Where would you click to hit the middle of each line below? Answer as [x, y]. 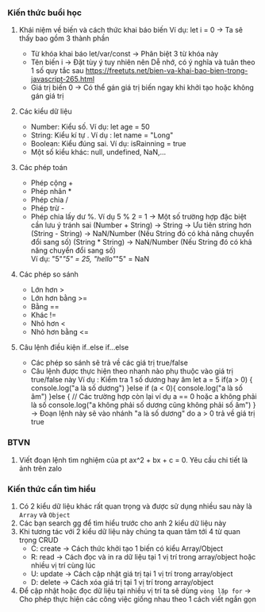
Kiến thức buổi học [45, 13]
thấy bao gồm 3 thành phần [64, 38]
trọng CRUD [38, 540]
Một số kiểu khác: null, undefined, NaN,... [98, 152]
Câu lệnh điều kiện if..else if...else [74, 347]
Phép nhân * [51, 192]
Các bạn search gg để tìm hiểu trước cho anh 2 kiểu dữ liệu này [123, 523]
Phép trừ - [48, 208]
